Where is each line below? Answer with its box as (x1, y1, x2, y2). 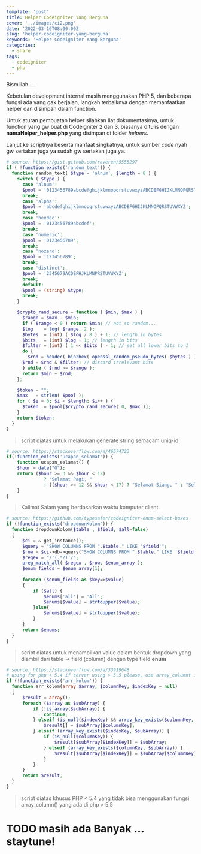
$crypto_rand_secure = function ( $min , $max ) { (17, 309, 144, 315)
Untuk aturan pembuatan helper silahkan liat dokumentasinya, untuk (6, 117, 175, 124)
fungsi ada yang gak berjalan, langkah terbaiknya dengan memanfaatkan (6, 99, 186, 106)
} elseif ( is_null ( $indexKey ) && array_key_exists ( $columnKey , (32, 717, 194, 723)
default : (22, 282, 44, 288)
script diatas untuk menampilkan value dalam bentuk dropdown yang (20, 648, 191, 656)
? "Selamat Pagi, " (44, 476, 93, 482)
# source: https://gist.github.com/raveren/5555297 (6, 159, 138, 165)
